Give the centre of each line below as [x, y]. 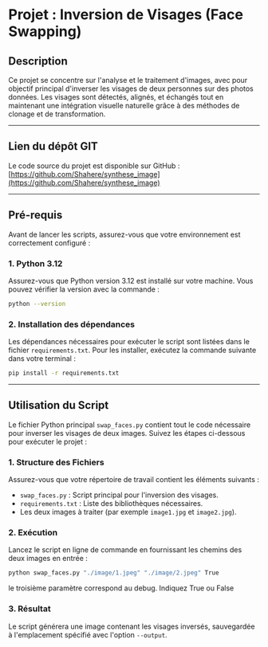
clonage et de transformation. [57, 114]
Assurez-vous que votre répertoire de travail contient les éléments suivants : [134, 480]
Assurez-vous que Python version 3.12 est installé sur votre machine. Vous [131, 280]
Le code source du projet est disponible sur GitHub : [94, 166]
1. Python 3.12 [35, 263]
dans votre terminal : [42, 359]
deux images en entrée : [48, 559]
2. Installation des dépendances [72, 324]
